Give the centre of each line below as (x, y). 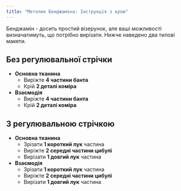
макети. (16, 41)
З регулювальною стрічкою (60, 124)
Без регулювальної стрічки (59, 60)
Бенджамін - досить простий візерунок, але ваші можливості (84, 28)
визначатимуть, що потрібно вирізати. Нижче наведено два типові (91, 35)
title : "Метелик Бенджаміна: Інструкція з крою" (67, 12)
